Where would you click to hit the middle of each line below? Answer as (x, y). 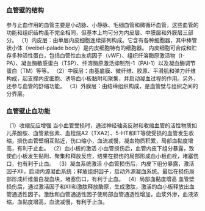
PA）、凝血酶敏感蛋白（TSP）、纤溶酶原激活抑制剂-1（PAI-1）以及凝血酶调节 (101, 63)
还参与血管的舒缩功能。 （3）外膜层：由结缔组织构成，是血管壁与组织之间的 (102, 86)
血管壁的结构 (25, 10)
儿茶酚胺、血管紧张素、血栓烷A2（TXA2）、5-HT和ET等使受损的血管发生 (98, 133)
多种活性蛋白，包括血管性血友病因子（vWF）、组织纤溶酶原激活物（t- (98, 55)
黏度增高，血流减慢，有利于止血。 (65, 202)
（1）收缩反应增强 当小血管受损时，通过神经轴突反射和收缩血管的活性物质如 (102, 125)
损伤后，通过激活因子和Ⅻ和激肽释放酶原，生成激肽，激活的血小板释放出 (98, 187)
